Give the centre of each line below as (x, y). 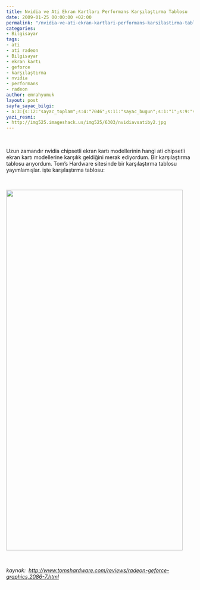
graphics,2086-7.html (33, 577)
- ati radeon (22, 51)
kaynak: (16, 570)
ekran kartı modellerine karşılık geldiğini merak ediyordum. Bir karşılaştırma (98, 157)
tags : (13, 39)
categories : (21, 28)
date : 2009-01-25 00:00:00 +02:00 (49, 17)
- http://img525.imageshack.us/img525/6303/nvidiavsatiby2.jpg (86, 123)
